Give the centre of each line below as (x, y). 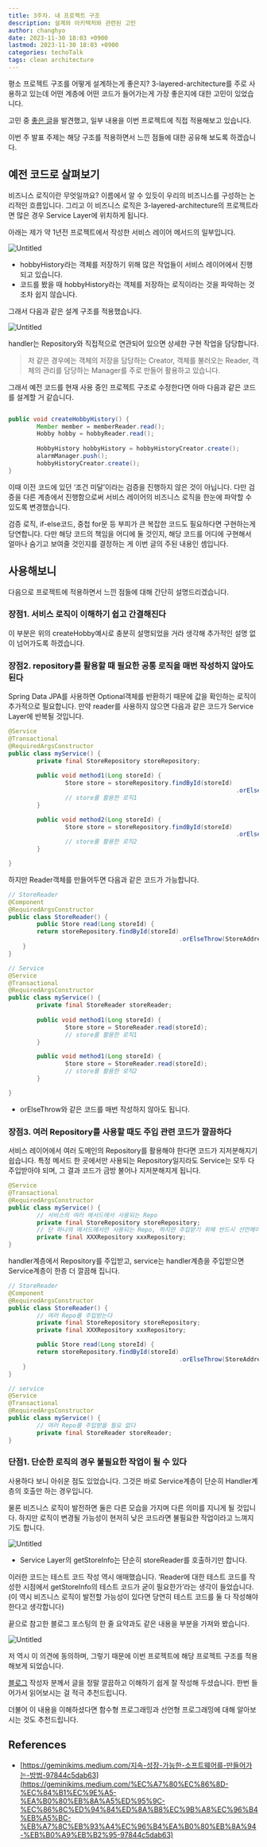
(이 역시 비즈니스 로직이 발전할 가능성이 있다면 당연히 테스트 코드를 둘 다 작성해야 (133, 1597)
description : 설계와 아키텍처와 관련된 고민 (72, 23)
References (37, 1745)
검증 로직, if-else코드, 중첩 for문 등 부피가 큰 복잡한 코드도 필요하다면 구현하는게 (132, 524)
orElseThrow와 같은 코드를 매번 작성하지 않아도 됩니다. (105, 1109)
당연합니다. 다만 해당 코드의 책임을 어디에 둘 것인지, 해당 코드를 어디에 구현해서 (130, 534)
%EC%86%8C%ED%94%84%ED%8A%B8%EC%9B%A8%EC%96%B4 (139, 1809)
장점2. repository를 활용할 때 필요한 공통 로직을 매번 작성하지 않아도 (131, 665)
